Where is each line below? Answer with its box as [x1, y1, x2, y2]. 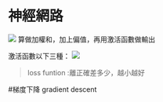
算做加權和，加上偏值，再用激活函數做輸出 [17, 35, 155, 44]
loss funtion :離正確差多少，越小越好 [27, 67, 145, 77]
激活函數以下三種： [8, 51, 71, 60]
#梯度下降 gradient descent [8, 84, 97, 94]
